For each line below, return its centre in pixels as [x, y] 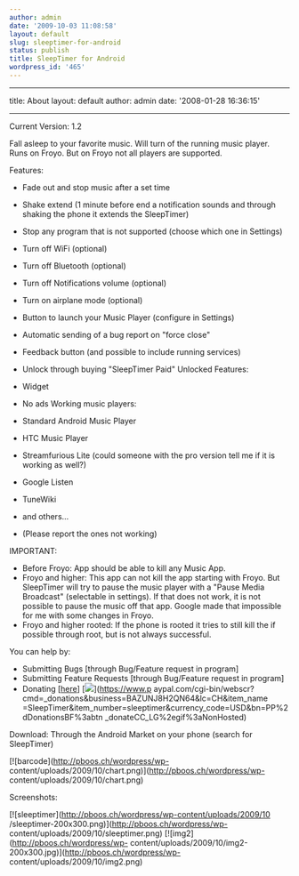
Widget [35, 386]
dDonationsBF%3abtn [63, 717]
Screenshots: [33, 797]
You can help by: [40, 651]
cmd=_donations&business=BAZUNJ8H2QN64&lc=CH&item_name [145, 698]
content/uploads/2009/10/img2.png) [76, 861]
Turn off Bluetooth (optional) [74, 265]
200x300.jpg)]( [37, 852]
